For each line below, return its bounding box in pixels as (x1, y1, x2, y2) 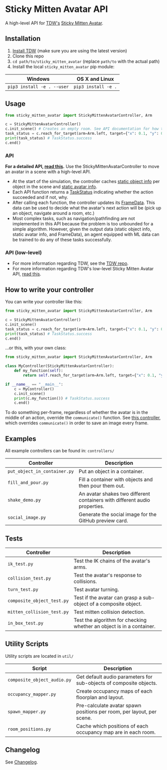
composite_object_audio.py (7, 677, 72, 683)
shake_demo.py (7, 497, 41, 503)
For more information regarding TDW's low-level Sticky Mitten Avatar (12, 266, 154, 272)
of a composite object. (89, 600, 142, 607)
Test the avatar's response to (74, 572, 142, 578)
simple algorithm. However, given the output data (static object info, (12, 226, 152, 232)
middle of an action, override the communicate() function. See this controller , (5, 415, 161, 421)
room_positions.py (7, 726, 51, 732)
